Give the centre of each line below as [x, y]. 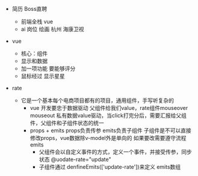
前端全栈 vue [37, 22]
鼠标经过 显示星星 [43, 76]
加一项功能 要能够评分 [48, 68]
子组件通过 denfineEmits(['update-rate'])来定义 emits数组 [110, 167]
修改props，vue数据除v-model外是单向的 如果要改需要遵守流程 [108, 138]
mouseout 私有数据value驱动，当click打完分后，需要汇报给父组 [108, 115]
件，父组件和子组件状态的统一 [67, 123]
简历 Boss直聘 [29, 9]
